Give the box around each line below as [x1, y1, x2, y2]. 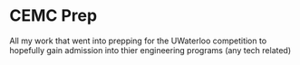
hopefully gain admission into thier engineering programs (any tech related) [9, 44, 292, 55]
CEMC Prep [9, 5, 98, 26]
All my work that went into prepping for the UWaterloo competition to [9, 35, 267, 46]
